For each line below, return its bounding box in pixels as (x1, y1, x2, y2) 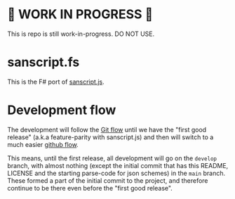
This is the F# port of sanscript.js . (7, 77, 105, 86)
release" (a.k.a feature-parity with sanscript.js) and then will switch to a (7, 133, 214, 141)
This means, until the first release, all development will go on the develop (7, 154, 217, 162)
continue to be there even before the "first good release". (7, 184, 173, 192)
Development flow (7, 102, 116, 118)
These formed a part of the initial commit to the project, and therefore (7, 176, 208, 185)
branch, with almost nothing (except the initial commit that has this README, (7, 161, 229, 169)
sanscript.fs (7, 54, 80, 70)
